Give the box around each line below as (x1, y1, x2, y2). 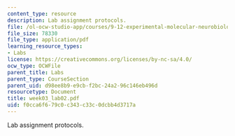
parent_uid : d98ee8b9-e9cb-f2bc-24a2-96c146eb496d (7, 82, 158, 89)
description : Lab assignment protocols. (7, 17, 127, 24)
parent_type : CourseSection (7, 75, 90, 83)
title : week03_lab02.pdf (7, 95, 80, 102)
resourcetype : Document (7, 88, 77, 95)
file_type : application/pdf (7, 36, 90, 43)
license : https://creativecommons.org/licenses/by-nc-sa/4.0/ (7, 56, 192, 63)
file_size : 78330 (7, 29, 58, 37)
